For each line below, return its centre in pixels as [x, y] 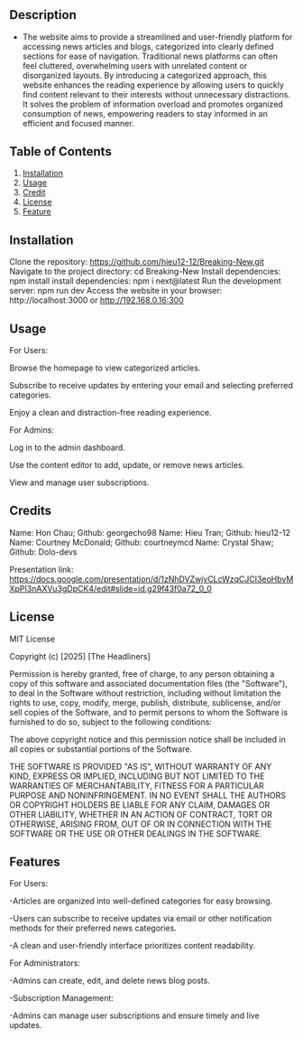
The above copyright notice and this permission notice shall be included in [147, 739]
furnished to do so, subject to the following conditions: [110, 722]
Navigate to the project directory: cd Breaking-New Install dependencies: [145, 271]
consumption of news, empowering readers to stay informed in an [145, 113]
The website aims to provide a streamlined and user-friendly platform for [157, 37]
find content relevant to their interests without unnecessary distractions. [156, 94]
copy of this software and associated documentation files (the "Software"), [149, 683]
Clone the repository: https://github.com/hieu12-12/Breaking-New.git [137, 262]
